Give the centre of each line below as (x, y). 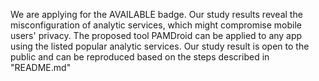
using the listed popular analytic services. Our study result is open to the (160, 46)
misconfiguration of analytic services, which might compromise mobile (156, 25)
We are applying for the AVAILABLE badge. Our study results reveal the (156, 14)
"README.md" (41, 67)
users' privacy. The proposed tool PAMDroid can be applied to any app (156, 35)
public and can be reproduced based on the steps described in (140, 57)
